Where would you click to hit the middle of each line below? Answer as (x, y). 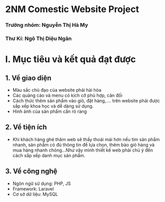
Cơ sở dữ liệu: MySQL (35, 194)
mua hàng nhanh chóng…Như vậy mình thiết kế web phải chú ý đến (83, 150)
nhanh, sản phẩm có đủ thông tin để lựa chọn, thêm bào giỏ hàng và (84, 145)
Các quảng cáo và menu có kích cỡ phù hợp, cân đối (67, 95)
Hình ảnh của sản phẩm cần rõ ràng (50, 111)
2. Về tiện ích (26, 127)
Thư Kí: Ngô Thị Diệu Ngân (39, 39)
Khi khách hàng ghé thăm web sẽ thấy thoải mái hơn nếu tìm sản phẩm (86, 139)
